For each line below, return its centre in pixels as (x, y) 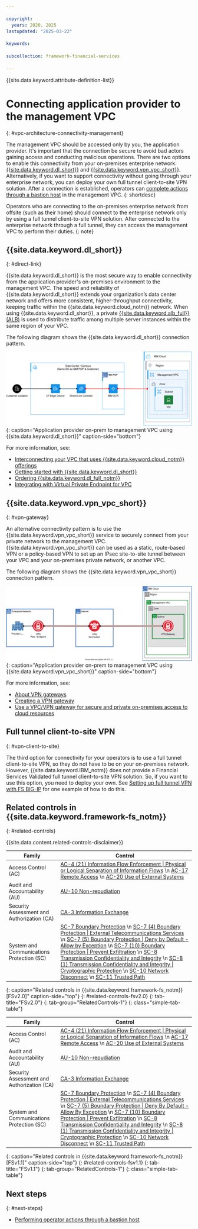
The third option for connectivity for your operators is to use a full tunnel (94, 757)
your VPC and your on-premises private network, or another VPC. (86, 560)
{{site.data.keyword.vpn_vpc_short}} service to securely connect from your (97, 535)
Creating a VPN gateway (44, 701)
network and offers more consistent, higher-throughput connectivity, (90, 301)
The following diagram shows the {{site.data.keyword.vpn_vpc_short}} (91, 572)
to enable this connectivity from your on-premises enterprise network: (91, 163)
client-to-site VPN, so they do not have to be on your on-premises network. (98, 764)
